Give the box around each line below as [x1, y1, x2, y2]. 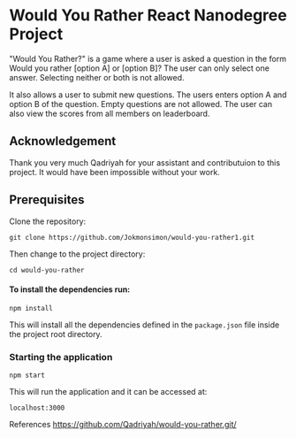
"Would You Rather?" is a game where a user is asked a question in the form [9, 53, 287, 64]
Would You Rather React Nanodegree [9, 5, 287, 26]
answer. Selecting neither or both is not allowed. [9, 72, 185, 82]
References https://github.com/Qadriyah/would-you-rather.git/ [9, 419, 237, 430]
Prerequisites [9, 192, 85, 208]
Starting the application [9, 350, 113, 363]
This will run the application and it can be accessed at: [9, 387, 208, 397]
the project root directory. [9, 328, 103, 339]
